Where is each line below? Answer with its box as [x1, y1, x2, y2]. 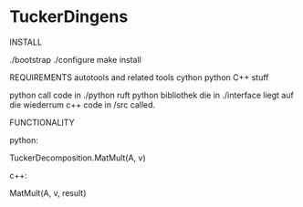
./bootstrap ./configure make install [9, 54, 141, 65]
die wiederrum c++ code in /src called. [9, 98, 156, 110]
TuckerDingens [9, 6, 129, 27]
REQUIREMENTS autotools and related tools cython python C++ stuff [9, 71, 269, 83]
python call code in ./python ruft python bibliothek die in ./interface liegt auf [9, 89, 294, 100]
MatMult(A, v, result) [9, 187, 87, 198]
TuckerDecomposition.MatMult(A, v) [9, 152, 146, 163]
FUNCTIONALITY [9, 117, 75, 128]
